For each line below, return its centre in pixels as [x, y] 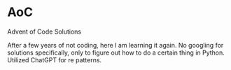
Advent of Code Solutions [44, 31]
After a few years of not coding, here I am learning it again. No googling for [115, 45]
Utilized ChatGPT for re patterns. [55, 59]
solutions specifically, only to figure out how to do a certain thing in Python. [116, 52]
